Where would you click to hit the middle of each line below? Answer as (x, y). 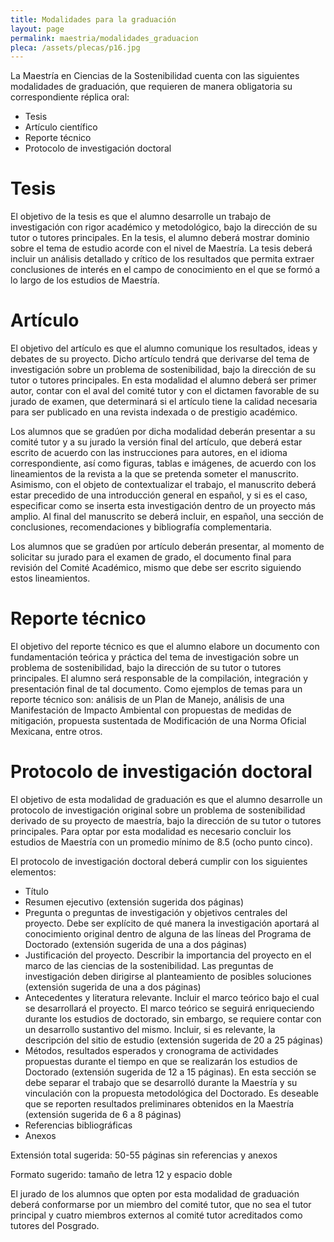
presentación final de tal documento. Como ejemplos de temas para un (156, 689)
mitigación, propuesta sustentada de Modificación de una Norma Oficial (158, 721)
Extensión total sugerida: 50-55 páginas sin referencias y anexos (144, 1155)
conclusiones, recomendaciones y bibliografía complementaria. (141, 527)
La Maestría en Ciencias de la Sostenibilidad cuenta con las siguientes (155, 76)
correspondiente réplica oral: (70, 97)
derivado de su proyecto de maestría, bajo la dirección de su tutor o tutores (166, 820)
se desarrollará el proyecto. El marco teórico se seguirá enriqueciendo (169, 1008)
